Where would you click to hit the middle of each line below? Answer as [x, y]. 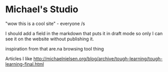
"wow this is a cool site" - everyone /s [45, 23]
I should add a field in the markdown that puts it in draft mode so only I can [84, 33]
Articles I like [19, 58]
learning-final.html [25, 64]
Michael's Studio [42, 9]
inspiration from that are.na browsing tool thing [55, 49]
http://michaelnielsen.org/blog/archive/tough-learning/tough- [98, 58]
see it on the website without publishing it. [50, 39]
